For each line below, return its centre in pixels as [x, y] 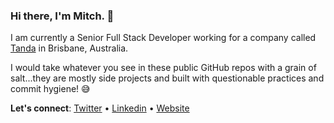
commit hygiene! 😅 [50, 89]
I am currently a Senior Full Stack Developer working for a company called [163, 38]
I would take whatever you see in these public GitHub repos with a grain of [163, 68]
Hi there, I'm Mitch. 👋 [62, 16]
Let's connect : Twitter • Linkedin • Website [100, 108]
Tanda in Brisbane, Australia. [69, 48]
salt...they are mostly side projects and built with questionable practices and [167, 78]
